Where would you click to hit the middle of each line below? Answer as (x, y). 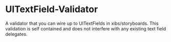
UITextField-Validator (52, 9)
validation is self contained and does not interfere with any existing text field (86, 28)
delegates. (16, 34)
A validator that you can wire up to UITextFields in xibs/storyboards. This (82, 23)
